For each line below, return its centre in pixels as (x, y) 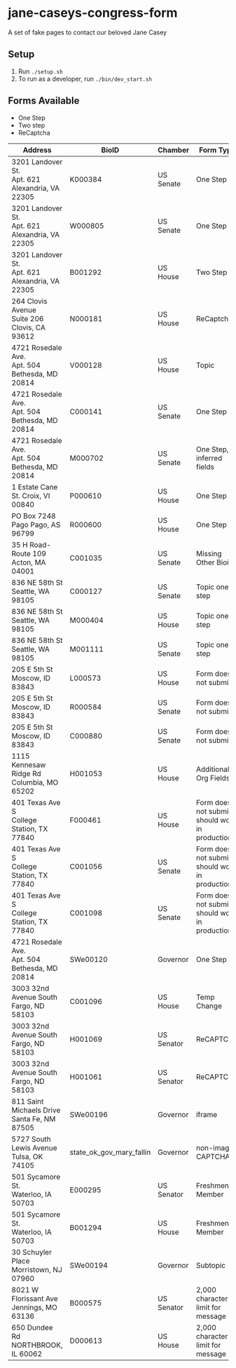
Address (37, 150)
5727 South (31, 1139)
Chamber (173, 150)
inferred (209, 458)
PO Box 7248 (34, 515)
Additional (213, 769)
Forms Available (44, 101)
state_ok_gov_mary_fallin (110, 1152)
